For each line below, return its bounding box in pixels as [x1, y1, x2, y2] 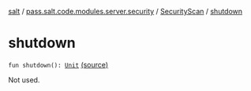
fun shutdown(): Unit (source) [8, 60, 109, 69]
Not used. [8, 75, 40, 85]
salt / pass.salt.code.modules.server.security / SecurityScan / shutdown [8, 7, 243, 16]
